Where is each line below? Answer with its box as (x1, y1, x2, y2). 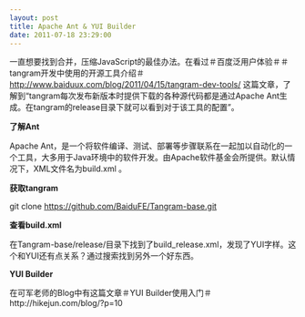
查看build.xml (9, 220, 62, 230)
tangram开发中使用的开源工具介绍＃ (9, 67, 145, 78)
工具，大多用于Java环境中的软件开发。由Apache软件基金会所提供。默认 (16, 152, 288, 163)
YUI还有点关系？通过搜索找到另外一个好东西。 (25, 251, 198, 261)
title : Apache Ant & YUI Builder (9, 22, 137, 31)
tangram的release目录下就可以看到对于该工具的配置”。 (33, 102, 239, 113)
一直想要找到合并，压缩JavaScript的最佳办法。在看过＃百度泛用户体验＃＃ (9, 56, 290, 67)
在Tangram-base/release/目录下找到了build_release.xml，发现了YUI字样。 (9, 239, 289, 251)
